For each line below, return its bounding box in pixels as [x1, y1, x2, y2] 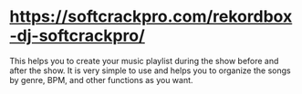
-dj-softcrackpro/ [9, 25, 146, 46]
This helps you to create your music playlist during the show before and [9, 55, 279, 66]
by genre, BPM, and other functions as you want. [9, 74, 193, 85]
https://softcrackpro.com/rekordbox [9, 6, 293, 27]
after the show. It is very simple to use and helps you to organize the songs [9, 65, 291, 76]
